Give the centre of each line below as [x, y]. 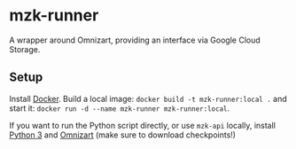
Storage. [25, 49]
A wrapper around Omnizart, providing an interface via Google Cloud [135, 40]
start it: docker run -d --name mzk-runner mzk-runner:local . [120, 108]
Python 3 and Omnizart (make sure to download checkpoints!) [123, 135]
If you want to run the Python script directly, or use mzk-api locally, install [143, 125]
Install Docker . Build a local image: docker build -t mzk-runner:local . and [148, 98]
